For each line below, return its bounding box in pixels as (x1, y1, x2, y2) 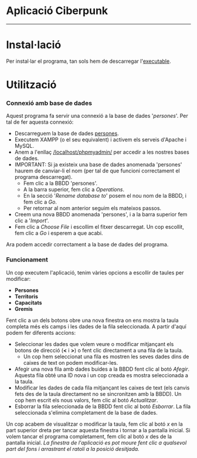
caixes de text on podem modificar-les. (23, 359, 118, 366)
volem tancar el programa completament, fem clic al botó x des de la (6, 433, 172, 440)
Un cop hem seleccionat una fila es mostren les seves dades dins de (23, 353, 189, 360)
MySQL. (14, 143, 35, 150)
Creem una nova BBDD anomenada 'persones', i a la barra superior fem (14, 211, 188, 218)
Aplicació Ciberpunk (6, 4, 108, 18)
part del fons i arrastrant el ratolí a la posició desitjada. (6, 445, 140, 452)
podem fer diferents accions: (6, 329, 76, 336)
